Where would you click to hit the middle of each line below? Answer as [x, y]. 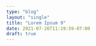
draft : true [21, 34]
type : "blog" [23, 12]
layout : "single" [28, 17]
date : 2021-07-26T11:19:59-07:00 [48, 28]
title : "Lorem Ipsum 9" [36, 23]
